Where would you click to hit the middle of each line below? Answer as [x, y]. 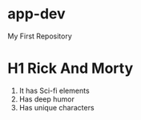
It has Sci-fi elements [54, 90]
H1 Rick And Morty [70, 68]
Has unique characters [56, 107]
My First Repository [40, 36]
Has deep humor [47, 99]
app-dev [36, 14]
